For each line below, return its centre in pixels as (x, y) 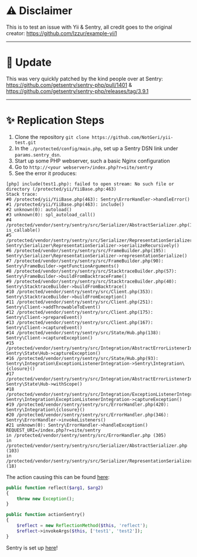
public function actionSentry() (45, 515)
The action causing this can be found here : (58, 477)
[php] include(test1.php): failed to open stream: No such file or (90, 184)
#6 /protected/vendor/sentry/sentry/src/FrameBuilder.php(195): (86, 250)
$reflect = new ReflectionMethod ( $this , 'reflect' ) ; (82, 526)
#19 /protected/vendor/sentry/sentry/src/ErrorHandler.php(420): (87, 405)
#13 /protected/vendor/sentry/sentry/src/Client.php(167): (80, 322)
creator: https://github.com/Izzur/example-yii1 (62, 33)
